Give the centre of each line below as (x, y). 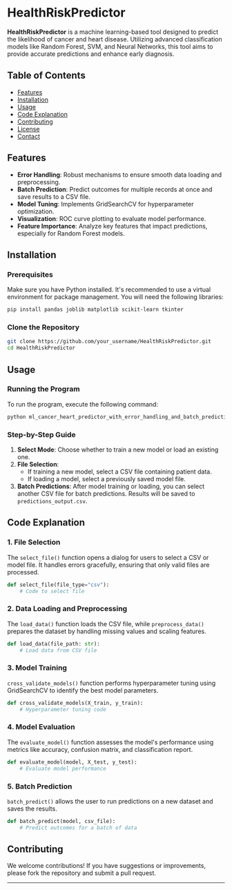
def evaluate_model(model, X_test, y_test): (72, 762)
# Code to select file (52, 591)
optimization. (36, 211)
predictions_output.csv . (52, 501)
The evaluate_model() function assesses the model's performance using (110, 742)
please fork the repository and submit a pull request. (82, 873)
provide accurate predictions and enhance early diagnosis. (91, 54)
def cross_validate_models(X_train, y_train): (75, 703)
